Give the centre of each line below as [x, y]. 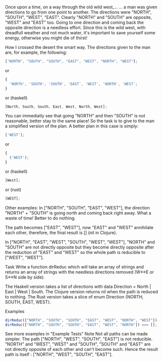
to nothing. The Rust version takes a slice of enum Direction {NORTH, [74, 297]
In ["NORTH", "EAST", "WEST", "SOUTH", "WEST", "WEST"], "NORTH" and [80, 242]
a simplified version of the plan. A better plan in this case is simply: [72, 126]
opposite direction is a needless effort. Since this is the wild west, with [75, 28]
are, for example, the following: [36, 52]
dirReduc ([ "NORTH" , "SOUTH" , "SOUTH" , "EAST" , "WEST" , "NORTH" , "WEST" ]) [81, 320]
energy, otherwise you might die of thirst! [46, 38]
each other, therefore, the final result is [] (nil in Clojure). [61, 233]
